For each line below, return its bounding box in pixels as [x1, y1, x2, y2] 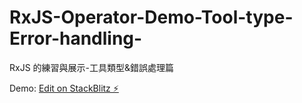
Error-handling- [9, 27, 143, 50]
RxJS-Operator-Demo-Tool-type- [9, 6, 294, 29]
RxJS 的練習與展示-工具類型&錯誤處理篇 [9, 61, 175, 73]
